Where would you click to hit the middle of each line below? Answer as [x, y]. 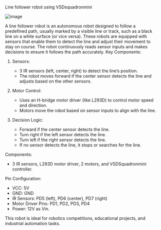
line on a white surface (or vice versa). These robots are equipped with [76, 36]
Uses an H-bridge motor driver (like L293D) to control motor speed [87, 100]
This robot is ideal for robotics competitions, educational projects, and [75, 218]
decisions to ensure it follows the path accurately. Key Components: [73, 52]
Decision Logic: [28, 120]
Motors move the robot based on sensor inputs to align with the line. [88, 110]
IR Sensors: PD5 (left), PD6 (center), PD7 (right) [60, 198]
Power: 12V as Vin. [31, 209]
